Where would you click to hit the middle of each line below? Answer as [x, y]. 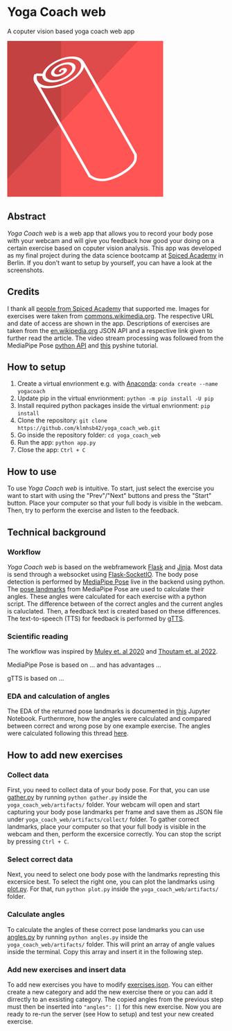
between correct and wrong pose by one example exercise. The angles [109, 726]
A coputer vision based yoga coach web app [71, 31]
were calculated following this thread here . [68, 733]
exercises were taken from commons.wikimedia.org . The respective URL [111, 316]
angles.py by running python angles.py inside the [78, 937]
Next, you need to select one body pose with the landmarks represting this [114, 875]
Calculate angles [36, 915]
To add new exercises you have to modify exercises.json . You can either [110, 985]
